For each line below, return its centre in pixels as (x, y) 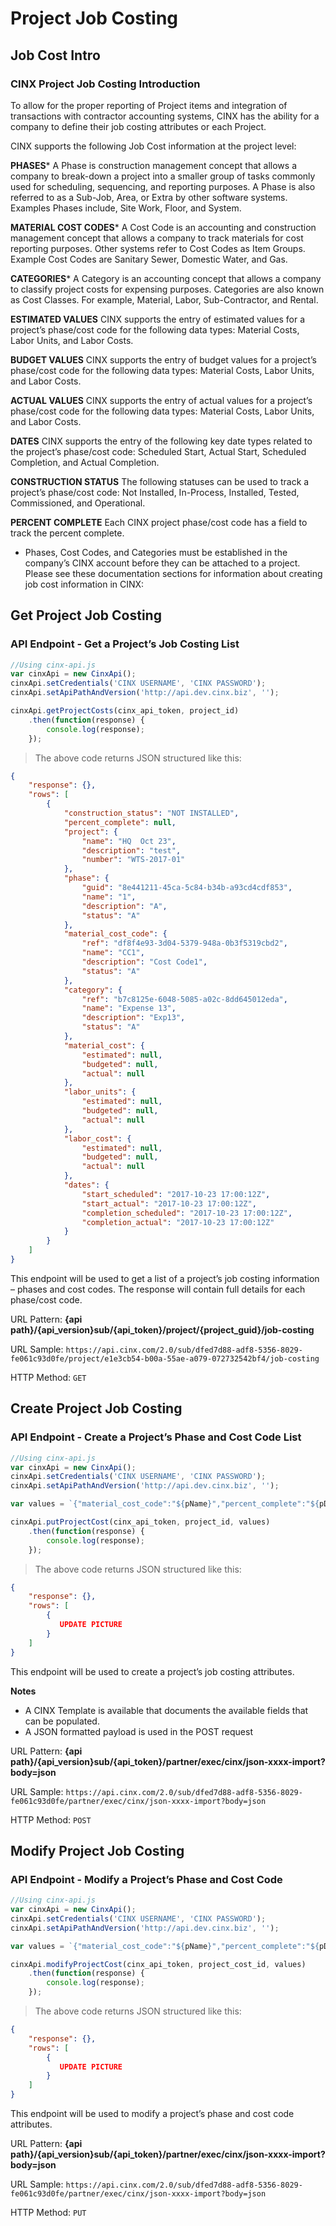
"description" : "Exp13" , (133, 1018)
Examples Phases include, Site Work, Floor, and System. (126, 208)
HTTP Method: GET (48, 1377)
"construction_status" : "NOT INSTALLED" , (151, 813)
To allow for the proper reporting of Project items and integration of (149, 105)
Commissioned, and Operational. (78, 503)
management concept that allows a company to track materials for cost (157, 238)
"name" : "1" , (109, 897)
